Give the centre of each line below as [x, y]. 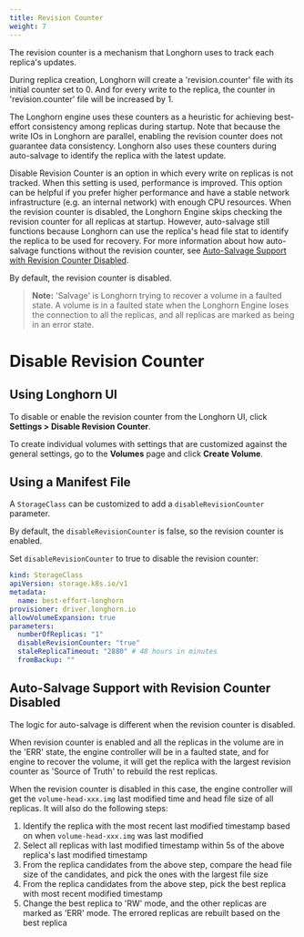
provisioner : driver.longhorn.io [73, 609]
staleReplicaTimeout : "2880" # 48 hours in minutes [118, 652]
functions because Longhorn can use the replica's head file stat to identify [149, 231]
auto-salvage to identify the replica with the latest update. [118, 155]
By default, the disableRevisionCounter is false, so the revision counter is [147, 531]
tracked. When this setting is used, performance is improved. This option [146, 182]
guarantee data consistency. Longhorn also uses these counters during [143, 146]
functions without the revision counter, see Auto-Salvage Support [163, 250]
